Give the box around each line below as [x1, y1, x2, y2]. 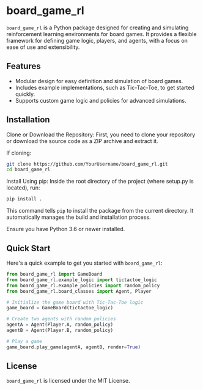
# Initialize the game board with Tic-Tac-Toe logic [6, 299, 144, 306]
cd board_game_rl [6, 166, 51, 173]
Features [6, 61, 41, 72]
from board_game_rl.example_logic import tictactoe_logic [6, 276, 157, 283]
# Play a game [6, 338, 43, 344]
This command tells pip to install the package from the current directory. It [6, 207, 194, 215]
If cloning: [6, 149, 32, 156]
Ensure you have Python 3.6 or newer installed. [6, 226, 125, 233]
